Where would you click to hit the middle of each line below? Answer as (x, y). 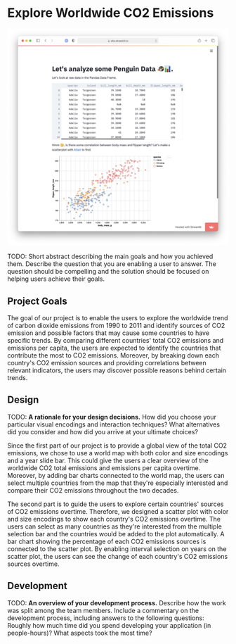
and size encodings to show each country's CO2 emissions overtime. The (114, 519)
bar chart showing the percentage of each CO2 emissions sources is (107, 541)
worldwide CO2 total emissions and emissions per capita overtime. (104, 468)
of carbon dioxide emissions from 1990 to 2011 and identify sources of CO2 (116, 325)
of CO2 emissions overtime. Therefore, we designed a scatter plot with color (118, 511)
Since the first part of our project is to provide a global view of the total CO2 (117, 446)
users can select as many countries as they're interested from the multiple (115, 526)
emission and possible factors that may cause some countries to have (108, 333)
